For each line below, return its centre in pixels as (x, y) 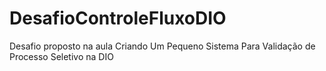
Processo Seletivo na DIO (61, 56)
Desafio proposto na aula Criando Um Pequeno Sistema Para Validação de (162, 46)
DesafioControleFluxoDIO (118, 18)
